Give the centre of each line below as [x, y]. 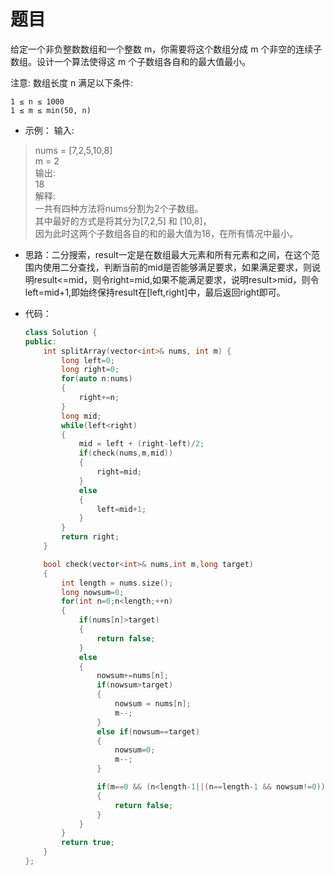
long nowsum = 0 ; [93, 592]
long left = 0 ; [88, 360]
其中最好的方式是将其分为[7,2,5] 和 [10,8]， [123, 221]
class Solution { [61, 332]
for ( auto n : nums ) [97, 379]
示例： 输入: [49, 130]
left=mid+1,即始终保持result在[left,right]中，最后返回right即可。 [155, 292]
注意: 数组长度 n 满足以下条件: [72, 82]
